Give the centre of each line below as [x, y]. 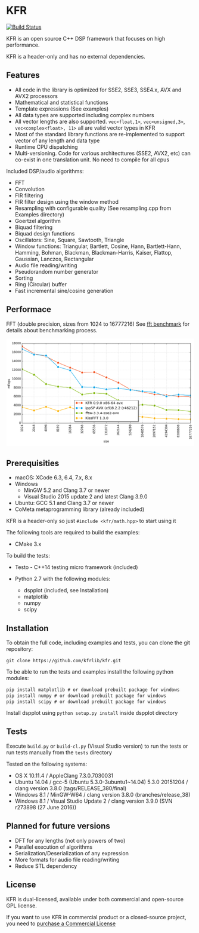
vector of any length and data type [57, 140]
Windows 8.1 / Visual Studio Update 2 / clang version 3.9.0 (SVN [94, 801]
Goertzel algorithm [38, 221]
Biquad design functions [45, 233]
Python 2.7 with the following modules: [63, 579]
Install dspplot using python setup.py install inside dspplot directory [92, 713]
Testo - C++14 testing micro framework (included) [76, 567]
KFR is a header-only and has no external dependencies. [76, 56]
